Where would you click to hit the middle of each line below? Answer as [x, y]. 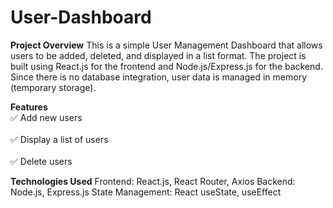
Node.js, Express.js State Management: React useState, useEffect [146, 192]
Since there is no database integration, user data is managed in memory [159, 77]
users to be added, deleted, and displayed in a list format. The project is [158, 55]
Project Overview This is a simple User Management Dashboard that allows [166, 45]
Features [29, 107]
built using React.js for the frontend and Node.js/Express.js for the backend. [166, 66]
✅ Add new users [46, 117]
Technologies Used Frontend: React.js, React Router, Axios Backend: [153, 181]
